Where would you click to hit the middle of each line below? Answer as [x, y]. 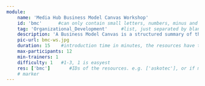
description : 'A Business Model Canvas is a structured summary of [105, 35]
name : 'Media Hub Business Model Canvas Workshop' [83, 18]
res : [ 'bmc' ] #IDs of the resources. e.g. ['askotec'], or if [106, 68]
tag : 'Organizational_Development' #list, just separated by [102, 29]
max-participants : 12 [45, 51]
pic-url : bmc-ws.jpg [43, 40]
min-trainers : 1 [38, 57]
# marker [28, 74]
